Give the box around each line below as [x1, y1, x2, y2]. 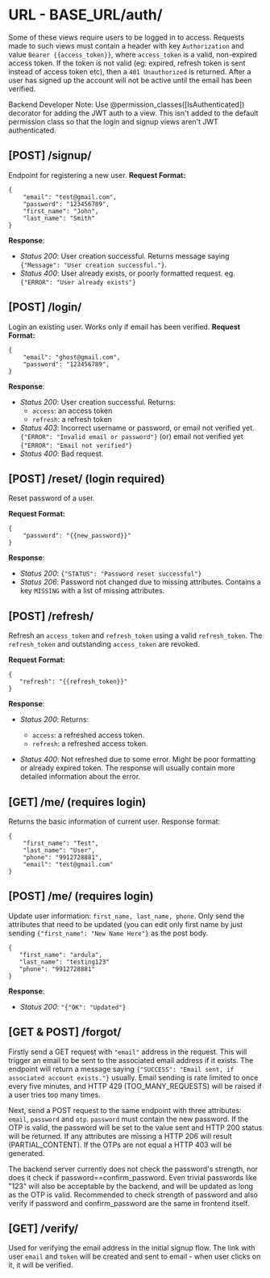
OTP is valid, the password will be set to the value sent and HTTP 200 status [8, 1122, 263, 1132]
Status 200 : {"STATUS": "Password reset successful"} [19, 568, 202, 579]
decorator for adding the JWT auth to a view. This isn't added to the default [8, 108, 259, 118]
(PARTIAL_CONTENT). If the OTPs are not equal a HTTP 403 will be [8, 1140, 232, 1149]
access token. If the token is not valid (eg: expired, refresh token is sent [8, 58, 246, 68]
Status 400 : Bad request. [19, 449, 104, 458]
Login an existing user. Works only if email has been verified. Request [8, 322, 240, 331]
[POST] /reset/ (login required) [8, 471, 165, 486]
